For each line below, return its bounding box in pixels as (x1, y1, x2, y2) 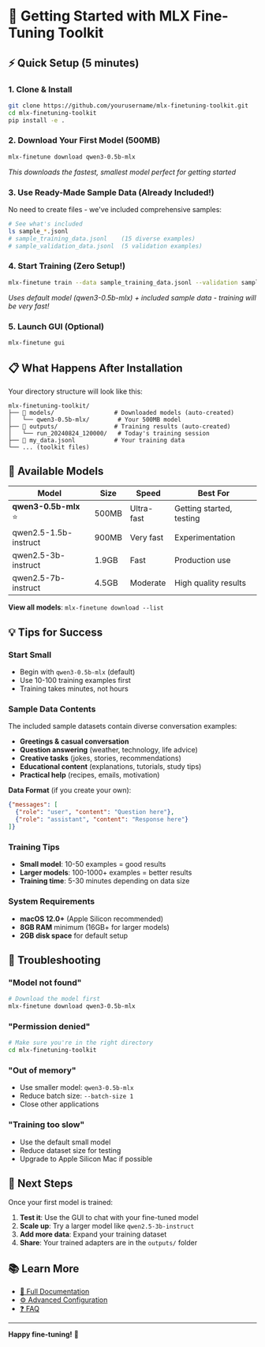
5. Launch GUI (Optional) (8, 321, 105, 332)
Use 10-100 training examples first (19, 676, 132, 685)
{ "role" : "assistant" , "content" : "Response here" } (15, 815, 189, 823)
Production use (174, 555, 231, 566)
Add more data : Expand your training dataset (19, 1229, 167, 1239)
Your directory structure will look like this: (8, 386, 144, 396)
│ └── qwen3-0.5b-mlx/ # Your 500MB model (8, 416, 181, 424)
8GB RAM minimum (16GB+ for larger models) (19, 922, 170, 931)
